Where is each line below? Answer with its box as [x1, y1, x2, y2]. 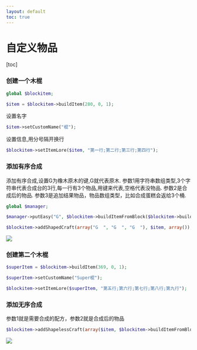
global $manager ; [6, 204, 49, 209]
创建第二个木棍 [6, 251, 49, 259]
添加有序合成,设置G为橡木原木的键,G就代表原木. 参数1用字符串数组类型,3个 [6, 177, 186, 184]
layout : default [6, 8, 46, 15]
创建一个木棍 [6, 77, 43, 85]
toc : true [6, 14, 30, 20]
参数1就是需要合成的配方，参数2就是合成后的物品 [6, 315, 125, 322]
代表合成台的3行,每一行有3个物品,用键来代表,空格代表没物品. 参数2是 [16, 184, 182, 191]
